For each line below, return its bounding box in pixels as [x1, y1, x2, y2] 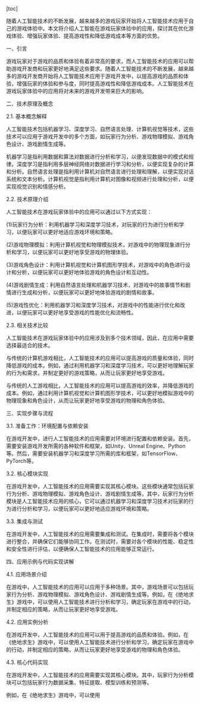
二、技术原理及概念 [6, 100, 54, 107]
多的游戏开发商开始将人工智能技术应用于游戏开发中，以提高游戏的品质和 [6, 73, 183, 79]
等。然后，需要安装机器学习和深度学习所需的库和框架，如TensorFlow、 [6, 450, 181, 457]
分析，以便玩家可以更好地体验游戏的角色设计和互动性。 [16, 268, 152, 276]
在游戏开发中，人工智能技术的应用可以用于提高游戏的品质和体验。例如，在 [6, 631, 189, 638]
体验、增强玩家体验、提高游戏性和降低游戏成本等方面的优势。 [11, 32, 162, 39]
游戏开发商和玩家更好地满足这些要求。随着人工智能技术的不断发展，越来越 [11, 65, 194, 72]
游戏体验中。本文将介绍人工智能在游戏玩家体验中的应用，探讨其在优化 [16, 25, 189, 32]
